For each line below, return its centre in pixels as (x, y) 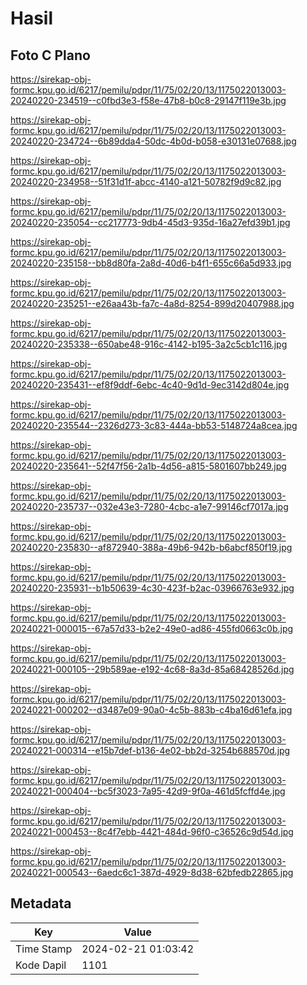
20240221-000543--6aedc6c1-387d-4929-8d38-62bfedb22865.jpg (152, 872)
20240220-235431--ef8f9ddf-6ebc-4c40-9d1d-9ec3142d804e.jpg (150, 385)
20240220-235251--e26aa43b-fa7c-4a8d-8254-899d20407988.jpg (152, 303)
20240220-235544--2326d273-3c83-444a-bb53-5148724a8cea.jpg (154, 425)
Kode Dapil (41, 965)
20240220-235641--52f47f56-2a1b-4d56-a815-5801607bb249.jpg (148, 466)
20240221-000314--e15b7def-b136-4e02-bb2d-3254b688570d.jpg (150, 750)
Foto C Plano (50, 55)
